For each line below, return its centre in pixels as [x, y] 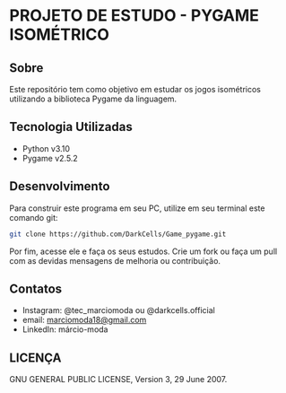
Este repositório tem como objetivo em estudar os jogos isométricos [135, 89]
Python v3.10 [46, 148]
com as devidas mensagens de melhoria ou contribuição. [115, 260]
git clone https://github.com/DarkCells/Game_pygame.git [118, 234]
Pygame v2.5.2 [50, 158]
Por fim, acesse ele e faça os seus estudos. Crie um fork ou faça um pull [143, 251]
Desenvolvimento [60, 186]
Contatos [36, 288]
